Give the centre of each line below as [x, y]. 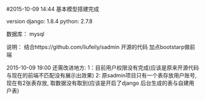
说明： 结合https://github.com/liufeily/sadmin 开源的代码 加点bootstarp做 [98, 47]
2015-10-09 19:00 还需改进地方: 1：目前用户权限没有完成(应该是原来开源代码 [103, 67]
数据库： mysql [25, 34]
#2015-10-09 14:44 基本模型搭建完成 [53, 9]
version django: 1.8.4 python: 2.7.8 [50, 21]
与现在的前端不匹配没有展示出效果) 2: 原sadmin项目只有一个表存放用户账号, [102, 75]
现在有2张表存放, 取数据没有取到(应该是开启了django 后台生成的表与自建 [98, 83]
